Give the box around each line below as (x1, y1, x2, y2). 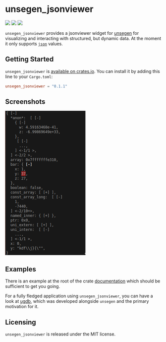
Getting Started (5, 55, 54, 64)
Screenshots (5, 98, 46, 106)
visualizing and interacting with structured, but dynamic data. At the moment (5, 35, 162, 41)
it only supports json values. (5, 41, 63, 47)
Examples (5, 265, 36, 274)
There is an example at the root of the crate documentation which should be (5, 278, 161, 284)
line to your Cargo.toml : (5, 73, 53, 79)
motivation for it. (5, 304, 39, 310)
